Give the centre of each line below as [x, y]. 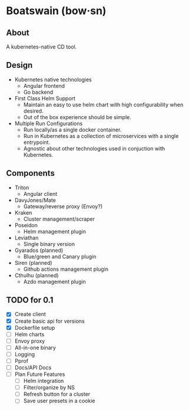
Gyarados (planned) [39, 250]
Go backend [38, 92]
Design [19, 65]
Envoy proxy [30, 341]
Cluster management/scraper [59, 219]
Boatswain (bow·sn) [56, 11]
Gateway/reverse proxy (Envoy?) [63, 206]
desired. [33, 111]
